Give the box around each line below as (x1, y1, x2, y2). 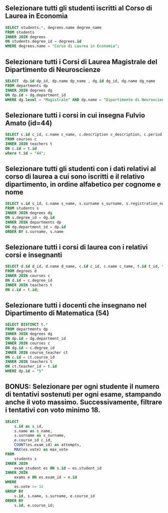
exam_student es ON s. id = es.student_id (14, 465, 101, 470)
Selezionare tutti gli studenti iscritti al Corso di (5, 4, 152, 12)
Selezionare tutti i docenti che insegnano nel (5, 301, 146, 309)
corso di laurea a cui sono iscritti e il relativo (5, 172, 145, 180)
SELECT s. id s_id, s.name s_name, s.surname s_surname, (5, 201, 124, 206)
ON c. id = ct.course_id (5, 354, 55, 359)
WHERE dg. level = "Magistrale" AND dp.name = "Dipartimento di (5, 97, 140, 102)
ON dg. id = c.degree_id (5, 345, 55, 350)
